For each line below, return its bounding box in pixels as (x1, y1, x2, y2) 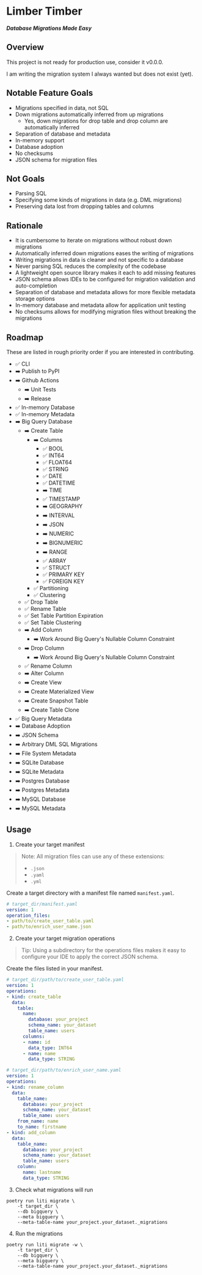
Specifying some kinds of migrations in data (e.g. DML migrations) (15, 197, 182, 204)
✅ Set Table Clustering (24, 619, 82, 626)
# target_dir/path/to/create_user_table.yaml (6, 977, 124, 983)
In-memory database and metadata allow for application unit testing (15, 302, 186, 309)
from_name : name (17, 1118, 59, 1124)
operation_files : (6, 912, 51, 919)
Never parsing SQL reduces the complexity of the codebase (15, 262, 167, 270)
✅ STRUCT (42, 564, 71, 571)
